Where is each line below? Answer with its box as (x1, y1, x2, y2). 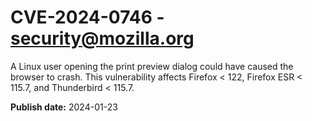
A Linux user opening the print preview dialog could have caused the (10, 60, 294, 72)
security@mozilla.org (10, 27, 195, 50)
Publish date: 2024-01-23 (10, 101, 118, 113)
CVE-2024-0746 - (10, 6, 165, 29)
